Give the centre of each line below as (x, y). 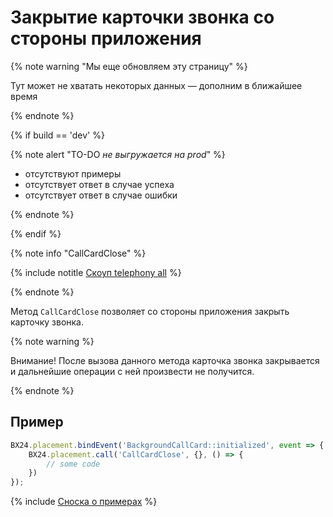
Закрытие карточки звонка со (142, 17)
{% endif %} (36, 233)
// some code (73, 464)
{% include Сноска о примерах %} (84, 502)
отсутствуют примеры (73, 173)
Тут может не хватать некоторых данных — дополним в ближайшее (156, 85)
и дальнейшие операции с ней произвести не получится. (132, 371)
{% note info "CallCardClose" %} (78, 253)
